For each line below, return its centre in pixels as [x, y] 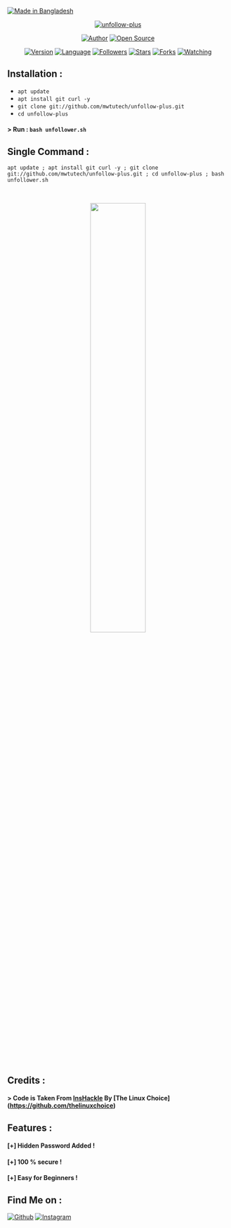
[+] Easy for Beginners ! [43, 1178]
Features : [30, 1128]
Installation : [35, 74]
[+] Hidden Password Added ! [51, 1146]
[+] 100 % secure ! [35, 1162]
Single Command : [48, 151]
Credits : [26, 1080]
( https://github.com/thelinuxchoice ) [61, 1105]
